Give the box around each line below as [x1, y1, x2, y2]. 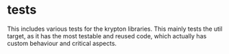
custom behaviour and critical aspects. [7, 39, 117, 47]
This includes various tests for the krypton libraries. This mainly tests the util [7, 25, 223, 33]
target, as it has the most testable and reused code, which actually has [7, 31, 207, 40]
